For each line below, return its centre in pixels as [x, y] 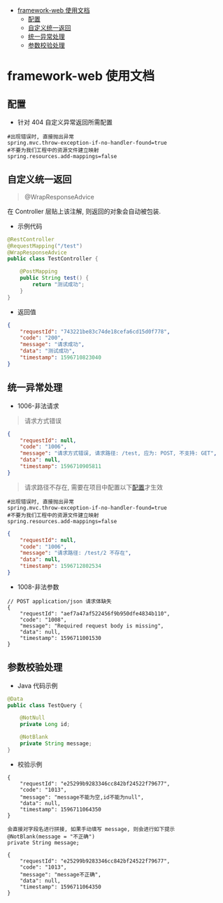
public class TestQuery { [45, 705]
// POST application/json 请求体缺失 [59, 601]
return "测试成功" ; [59, 285]
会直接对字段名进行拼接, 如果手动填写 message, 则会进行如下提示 [91, 829]
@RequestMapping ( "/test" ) [45, 246]
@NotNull [33, 718]
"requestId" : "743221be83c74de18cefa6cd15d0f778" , [95, 332]
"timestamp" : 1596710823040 [60, 358]
